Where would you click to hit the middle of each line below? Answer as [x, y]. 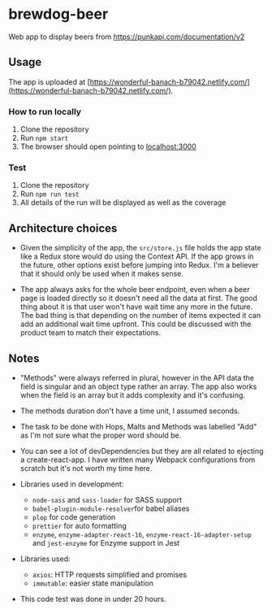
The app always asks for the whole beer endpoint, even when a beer [135, 290]
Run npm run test [50, 194]
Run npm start [44, 138]
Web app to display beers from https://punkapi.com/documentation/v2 [127, 37]
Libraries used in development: [72, 484]
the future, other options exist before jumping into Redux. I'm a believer [139, 265]
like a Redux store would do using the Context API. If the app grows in [137, 256]
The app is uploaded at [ [50, 81]
